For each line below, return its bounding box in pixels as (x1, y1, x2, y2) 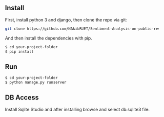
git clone (5, 26, 25, 31)
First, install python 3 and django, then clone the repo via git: (5, 17, 127, 22)
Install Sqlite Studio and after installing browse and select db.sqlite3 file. (5, 106, 150, 112)
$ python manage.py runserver (5, 80, 67, 85)
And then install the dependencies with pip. (5, 35, 92, 41)
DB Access (5, 94, 39, 102)
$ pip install (5, 49, 34, 54)
